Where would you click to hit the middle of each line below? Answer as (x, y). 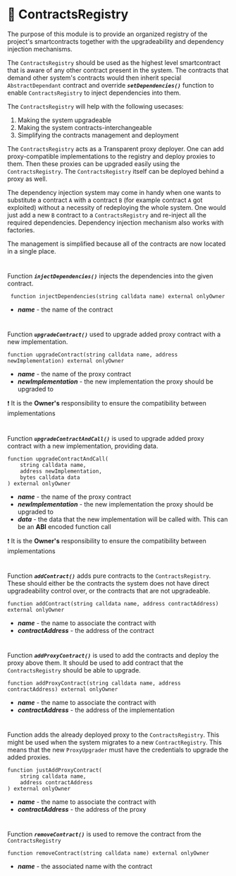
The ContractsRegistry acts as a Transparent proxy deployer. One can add (116, 148)
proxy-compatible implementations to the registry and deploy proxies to (111, 156)
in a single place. (32, 251)
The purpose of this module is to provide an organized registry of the (107, 34)
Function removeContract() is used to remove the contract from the (105, 834)
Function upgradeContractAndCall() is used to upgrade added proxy (106, 438)
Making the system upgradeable (64, 120)
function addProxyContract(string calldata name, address (94, 683)
